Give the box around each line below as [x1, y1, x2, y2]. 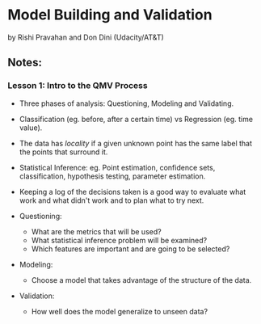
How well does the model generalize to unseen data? [31, 306, 208, 316]
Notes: [7, 56, 42, 69]
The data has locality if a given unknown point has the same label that [19, 138, 252, 148]
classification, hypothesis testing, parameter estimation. [19, 171, 206, 181]
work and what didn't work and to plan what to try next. [19, 196, 204, 205]
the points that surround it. [19, 147, 108, 157]
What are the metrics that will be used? [31, 226, 162, 236]
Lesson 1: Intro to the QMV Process [7, 80, 148, 91]
